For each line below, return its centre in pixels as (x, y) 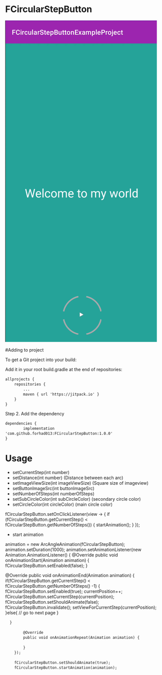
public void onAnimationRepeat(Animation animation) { (81, 637)
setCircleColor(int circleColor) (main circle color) (62, 504)
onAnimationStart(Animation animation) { (47, 560)
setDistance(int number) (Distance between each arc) (68, 478)
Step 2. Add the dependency (35, 413)
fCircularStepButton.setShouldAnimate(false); (52, 602)
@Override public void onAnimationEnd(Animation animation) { (70, 575)
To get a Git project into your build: (41, 360)
